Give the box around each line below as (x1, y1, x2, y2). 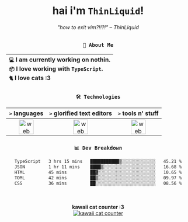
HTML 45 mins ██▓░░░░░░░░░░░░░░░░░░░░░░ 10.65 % (14, 169, 182, 176)
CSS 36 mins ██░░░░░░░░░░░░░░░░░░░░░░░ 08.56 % (14, 180, 182, 186)
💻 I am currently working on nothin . (9, 56, 111, 64)
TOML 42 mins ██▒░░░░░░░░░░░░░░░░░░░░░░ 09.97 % (14, 175, 182, 181)
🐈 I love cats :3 (9, 74, 51, 82)
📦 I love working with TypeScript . (9, 64, 103, 72)
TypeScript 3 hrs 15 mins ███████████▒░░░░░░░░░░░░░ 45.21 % (14, 159, 182, 165)
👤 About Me (82, 42, 114, 48)
